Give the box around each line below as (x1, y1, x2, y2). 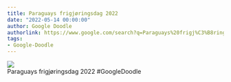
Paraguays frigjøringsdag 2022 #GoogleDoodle (7, 68, 142, 75)
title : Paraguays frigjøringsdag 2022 (7, 10, 118, 17)
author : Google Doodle (7, 23, 72, 29)
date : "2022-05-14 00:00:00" (7, 16, 91, 23)
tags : (7, 36, 23, 42)
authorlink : (7, 29, 41, 36)
